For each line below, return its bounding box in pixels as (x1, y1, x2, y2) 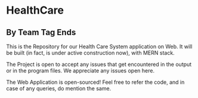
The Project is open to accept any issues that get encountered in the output (6, 61, 192, 68)
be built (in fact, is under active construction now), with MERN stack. (6, 49, 175, 56)
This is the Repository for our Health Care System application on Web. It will (6, 43, 193, 50)
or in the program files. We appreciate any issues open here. (6, 67, 155, 74)
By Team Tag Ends (6, 27, 76, 37)
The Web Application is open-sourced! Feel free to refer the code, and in (6, 78, 185, 86)
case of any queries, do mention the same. (6, 85, 112, 92)
